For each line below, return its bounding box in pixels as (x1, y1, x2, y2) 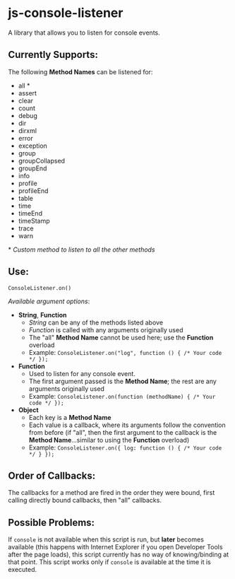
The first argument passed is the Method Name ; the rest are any (28, 377, 217, 385)
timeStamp (18, 216, 50, 225)
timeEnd (18, 209, 43, 217)
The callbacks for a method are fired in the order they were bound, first (8, 489, 215, 497)
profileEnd (18, 186, 49, 195)
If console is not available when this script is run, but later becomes (8, 535, 204, 544)
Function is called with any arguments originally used (28, 325, 183, 334)
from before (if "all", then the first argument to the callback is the (28, 428, 217, 436)
